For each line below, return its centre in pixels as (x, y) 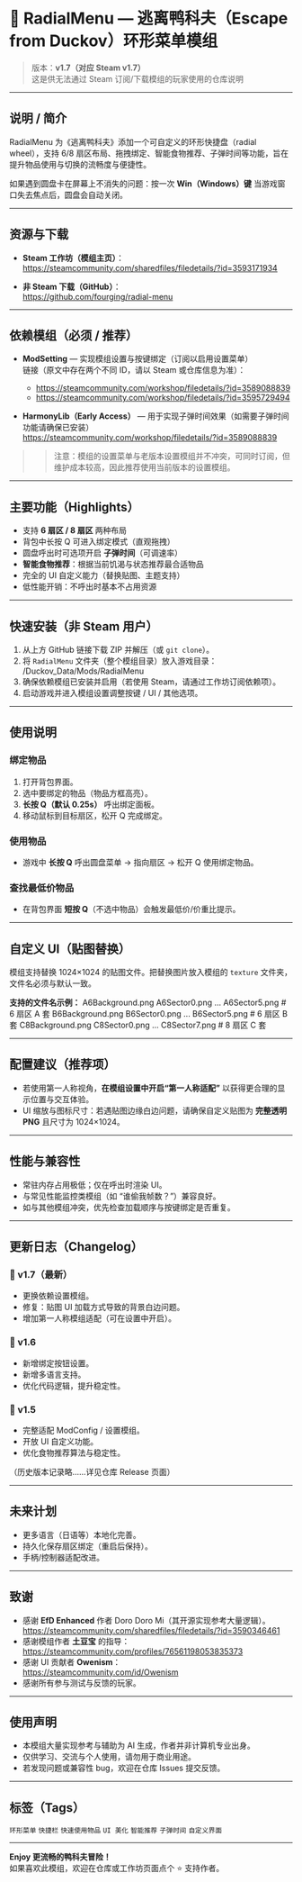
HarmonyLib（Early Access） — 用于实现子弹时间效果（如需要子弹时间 (155, 416)
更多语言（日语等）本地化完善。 (81, 1534)
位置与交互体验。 (62, 1099)
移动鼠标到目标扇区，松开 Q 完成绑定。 (95, 815)
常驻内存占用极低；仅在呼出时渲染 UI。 (94, 1184)
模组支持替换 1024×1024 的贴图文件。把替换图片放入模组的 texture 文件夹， (151, 973)
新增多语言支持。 (54, 1374)
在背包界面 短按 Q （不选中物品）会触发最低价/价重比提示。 (131, 909)
